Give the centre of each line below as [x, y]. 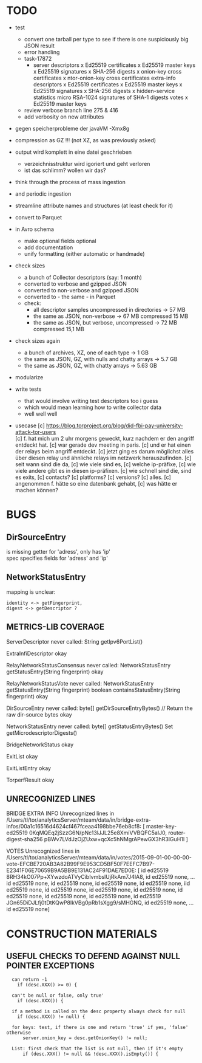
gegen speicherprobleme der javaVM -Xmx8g [72, 128]
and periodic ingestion [43, 194]
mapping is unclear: [31, 592]
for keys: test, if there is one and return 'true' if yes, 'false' [100, 1028]
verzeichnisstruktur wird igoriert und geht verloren [87, 163]
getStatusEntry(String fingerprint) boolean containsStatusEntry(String [93, 690]
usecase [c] [30, 425]
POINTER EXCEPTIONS [51, 965]
